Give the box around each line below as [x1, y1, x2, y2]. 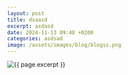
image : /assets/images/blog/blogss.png [7, 42, 122, 48]
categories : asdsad [7, 35, 63, 42]
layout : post [7, 10, 45, 17]
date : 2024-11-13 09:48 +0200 [7, 29, 94, 36]
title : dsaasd [7, 16, 48, 23]
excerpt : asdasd [7, 22, 54, 29]
